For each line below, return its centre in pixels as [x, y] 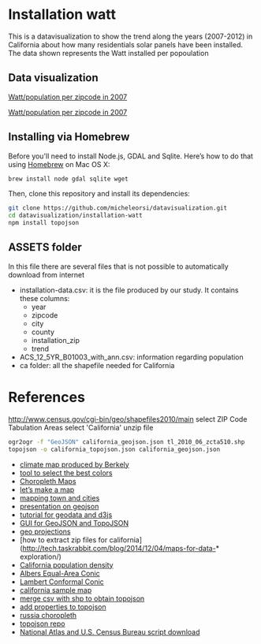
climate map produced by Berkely [75, 464]
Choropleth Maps [48, 481]
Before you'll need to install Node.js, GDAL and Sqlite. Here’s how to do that [131, 156]
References [47, 398]
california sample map [56, 590]
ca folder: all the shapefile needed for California [97, 365]
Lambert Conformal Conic [62, 582]
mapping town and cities [60, 497]
